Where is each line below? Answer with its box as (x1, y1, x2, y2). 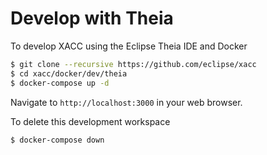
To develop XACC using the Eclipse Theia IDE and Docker (10, 40, 248, 52)
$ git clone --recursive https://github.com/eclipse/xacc (10, 59, 257, 69)
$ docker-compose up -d (10, 78, 110, 88)
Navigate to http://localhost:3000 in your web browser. (10, 96, 243, 108)
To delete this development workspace (10, 115, 171, 127)
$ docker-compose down (10, 135, 105, 145)
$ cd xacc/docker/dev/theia (10, 68, 128, 79)
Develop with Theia (10, 7, 174, 30)
